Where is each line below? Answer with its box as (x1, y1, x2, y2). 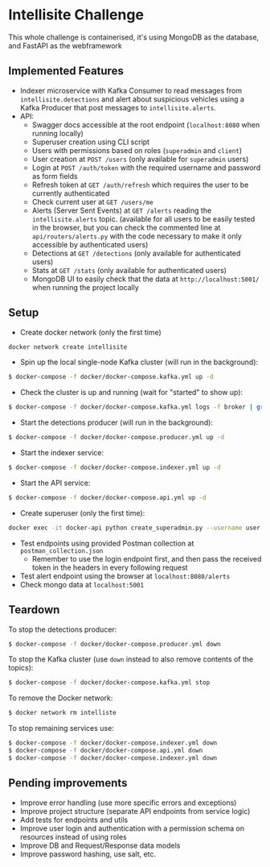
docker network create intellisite (8, 342, 128, 351)
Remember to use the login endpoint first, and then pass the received (31, 554, 262, 563)
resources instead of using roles (19, 832, 127, 841)
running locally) (31, 128, 84, 138)
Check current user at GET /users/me (31, 197, 154, 206)
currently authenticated (31, 188, 110, 198)
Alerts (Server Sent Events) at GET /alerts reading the (31, 205, 212, 215)
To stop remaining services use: (8, 724, 114, 733)
